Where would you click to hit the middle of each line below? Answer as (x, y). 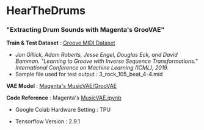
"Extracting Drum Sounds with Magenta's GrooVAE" (86, 30)
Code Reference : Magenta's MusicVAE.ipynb (64, 98)
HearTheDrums (46, 11)
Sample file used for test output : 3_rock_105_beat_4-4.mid (89, 74)
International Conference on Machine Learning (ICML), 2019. (92, 68)
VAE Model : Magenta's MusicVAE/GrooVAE (62, 86)
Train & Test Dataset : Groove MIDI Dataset (61, 43)
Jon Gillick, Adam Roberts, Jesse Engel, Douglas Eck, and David (97, 55)
